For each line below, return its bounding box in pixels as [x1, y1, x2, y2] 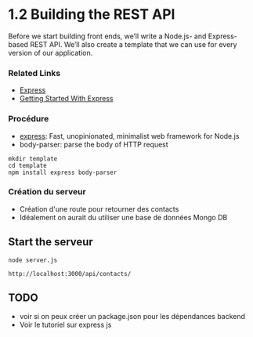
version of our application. [8, 48, 93, 57]
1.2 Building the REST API [8, 5, 175, 24]
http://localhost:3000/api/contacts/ [8, 270, 132, 277]
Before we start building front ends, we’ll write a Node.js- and [8, 31, 207, 41]
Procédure [8, 114, 49, 125]
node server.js [8, 256, 58, 264]
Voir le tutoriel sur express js [19, 320, 112, 330]
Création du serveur [8, 187, 86, 197]
